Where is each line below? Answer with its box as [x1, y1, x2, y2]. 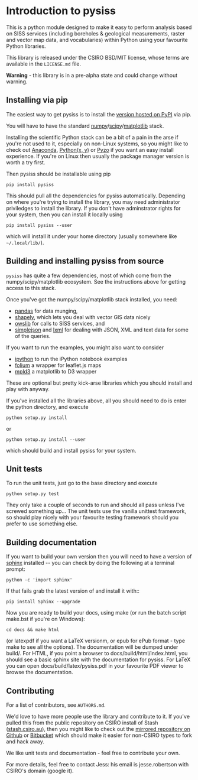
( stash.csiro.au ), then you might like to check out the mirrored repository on [6, 726, 190, 732]
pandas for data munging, [14, 307, 78, 314]
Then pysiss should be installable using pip [6, 170, 111, 177]
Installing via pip [6, 95, 68, 105]
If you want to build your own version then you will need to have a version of [6, 553, 192, 560]
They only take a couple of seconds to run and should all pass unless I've [6, 501, 185, 509]
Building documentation [6, 537, 97, 547]
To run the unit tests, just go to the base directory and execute [6, 480, 158, 487]
